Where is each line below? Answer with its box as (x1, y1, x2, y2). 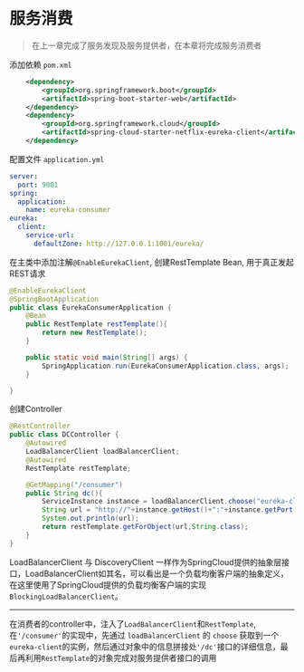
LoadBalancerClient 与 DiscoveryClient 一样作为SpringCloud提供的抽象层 (9, 556, 282, 567)
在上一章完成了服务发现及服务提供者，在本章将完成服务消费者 (31, 40, 262, 51)
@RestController (9, 422, 71, 431)
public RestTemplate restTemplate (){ (25, 320, 168, 329)
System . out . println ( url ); (42, 514, 140, 523)
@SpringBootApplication (9, 294, 100, 303)
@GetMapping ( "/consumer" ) (25, 480, 124, 489)
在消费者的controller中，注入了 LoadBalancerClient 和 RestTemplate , (9, 618, 256, 629)
